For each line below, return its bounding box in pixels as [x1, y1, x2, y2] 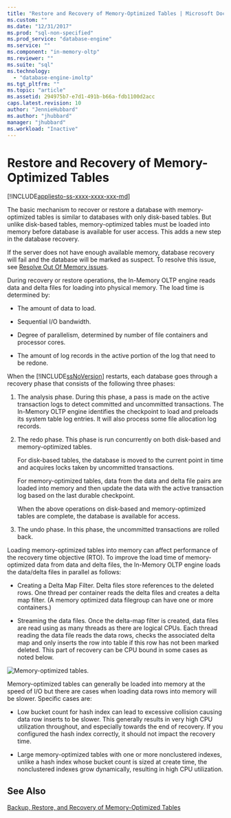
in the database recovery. [7, 235, 80, 243]
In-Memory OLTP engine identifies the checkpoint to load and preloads [16, 408, 219, 416]
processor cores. [16, 338, 66, 346]
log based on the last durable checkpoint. [16, 492, 135, 500]
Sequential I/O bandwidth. [16, 317, 91, 326]
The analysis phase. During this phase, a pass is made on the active [16, 393, 210, 401]
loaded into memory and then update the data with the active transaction [16, 484, 224, 492]
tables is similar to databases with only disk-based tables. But [36, 213, 212, 221]
